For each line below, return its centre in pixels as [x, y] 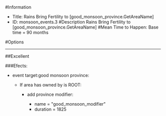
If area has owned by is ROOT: [50, 85]
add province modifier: [50, 94]
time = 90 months [30, 32]
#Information [18, 7]
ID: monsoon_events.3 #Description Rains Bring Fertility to [71, 22]
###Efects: [16, 66]
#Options [15, 42]
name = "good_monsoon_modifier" [70, 104]
